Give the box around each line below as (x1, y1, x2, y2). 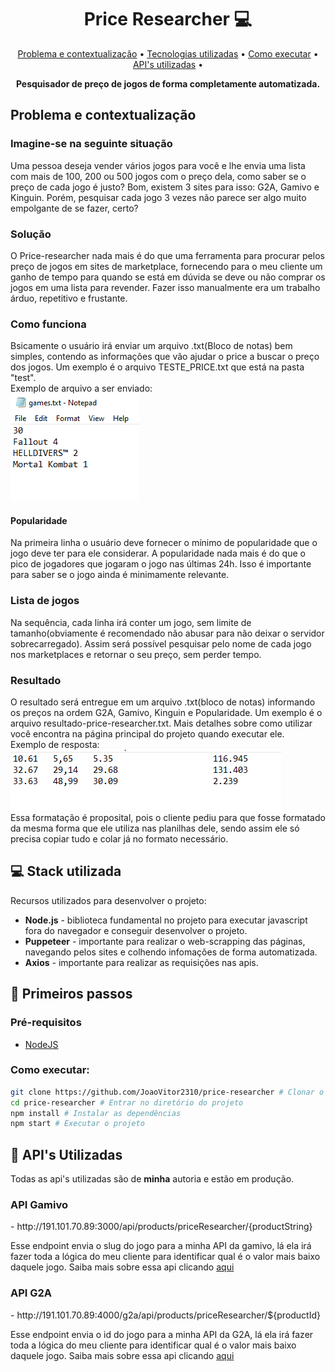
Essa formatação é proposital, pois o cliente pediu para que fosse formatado (10, 812, 326, 824)
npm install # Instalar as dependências (10, 1108, 182, 1118)
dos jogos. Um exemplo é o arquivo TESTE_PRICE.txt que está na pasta (10, 361, 305, 373)
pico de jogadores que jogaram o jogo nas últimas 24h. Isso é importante (10, 558, 312, 570)
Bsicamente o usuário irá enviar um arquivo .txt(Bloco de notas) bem (10, 340, 293, 352)
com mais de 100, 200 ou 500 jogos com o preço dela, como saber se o (10, 170, 307, 182)
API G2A (10, 1286, 53, 1300)
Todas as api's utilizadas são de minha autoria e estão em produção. (10, 1173, 295, 1185)
